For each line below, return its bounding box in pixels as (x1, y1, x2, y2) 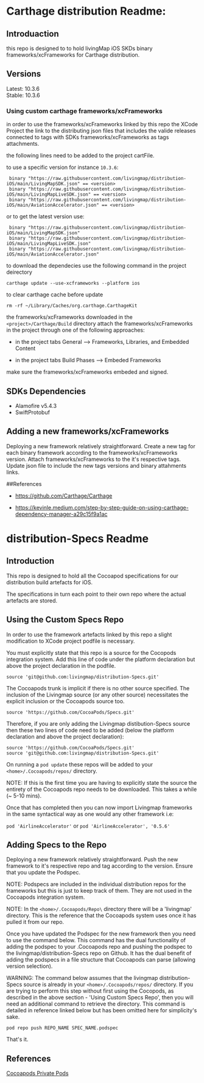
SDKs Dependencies (6, 386, 86, 396)
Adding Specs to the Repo (6, 840, 107, 850)
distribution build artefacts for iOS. (6, 578, 93, 586)
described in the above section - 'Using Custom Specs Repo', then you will (6, 994, 194, 1001)
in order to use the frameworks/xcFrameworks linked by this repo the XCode (6, 121, 199, 128)
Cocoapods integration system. (6, 893, 85, 901)
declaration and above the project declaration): (6, 733, 124, 740)
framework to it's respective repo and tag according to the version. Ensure (6, 862, 194, 870)
